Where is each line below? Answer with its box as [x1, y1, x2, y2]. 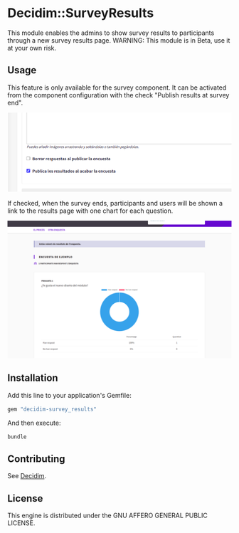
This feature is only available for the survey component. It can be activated [7, 83, 227, 92]
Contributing [7, 453, 65, 465]
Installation [7, 372, 58, 384]
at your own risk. [7, 43, 57, 52]
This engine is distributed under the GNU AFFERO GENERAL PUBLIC [7, 511, 208, 520]
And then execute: [7, 418, 61, 427]
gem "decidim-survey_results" [7, 406, 97, 413]
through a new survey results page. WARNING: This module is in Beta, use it [7, 36, 230, 44]
